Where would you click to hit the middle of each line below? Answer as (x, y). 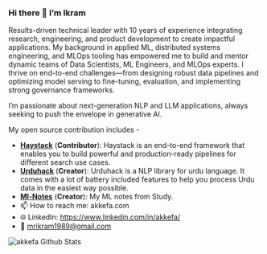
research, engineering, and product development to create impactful (122, 39)
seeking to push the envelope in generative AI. (85, 114)
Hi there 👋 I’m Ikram (47, 13)
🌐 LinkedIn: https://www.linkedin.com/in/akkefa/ (100, 217)
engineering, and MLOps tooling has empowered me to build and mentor (129, 56)
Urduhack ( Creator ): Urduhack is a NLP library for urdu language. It (132, 171)
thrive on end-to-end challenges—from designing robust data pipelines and (133, 73)
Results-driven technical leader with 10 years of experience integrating (125, 31)
